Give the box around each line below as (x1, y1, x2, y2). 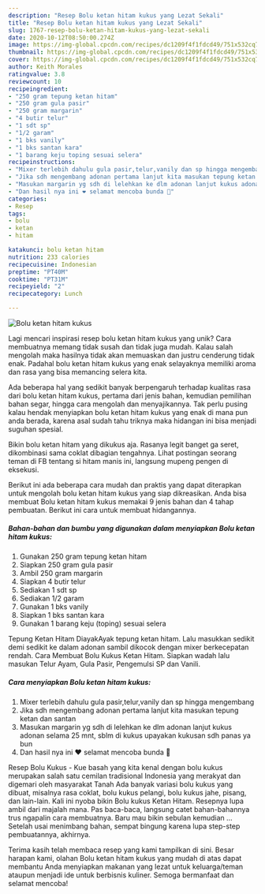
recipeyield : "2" (8, 282, 65, 290)
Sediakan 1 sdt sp (19, 585, 77, 594)
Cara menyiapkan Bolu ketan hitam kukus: (8, 677, 151, 686)
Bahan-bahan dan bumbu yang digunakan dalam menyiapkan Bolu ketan (8, 523, 256, 533)
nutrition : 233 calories (8, 253, 90, 261)
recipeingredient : (8, 84, 69, 93)
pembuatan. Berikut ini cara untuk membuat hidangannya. (8, 506, 196, 514)
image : (8, 41, 30, 49)
